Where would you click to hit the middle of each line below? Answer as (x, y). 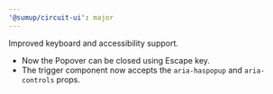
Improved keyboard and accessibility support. (94, 43)
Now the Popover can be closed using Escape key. (116, 60)
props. (68, 79)
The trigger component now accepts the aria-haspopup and (132, 70)
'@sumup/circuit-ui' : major (61, 17)
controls (38, 80)
